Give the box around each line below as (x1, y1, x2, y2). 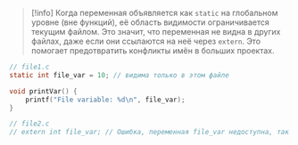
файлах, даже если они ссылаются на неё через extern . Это (30, 36, 261, 46)
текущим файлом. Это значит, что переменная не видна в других (30, 27, 281, 36)
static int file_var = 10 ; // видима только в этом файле (9, 70, 229, 79)
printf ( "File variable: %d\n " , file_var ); (25, 95, 186, 104)
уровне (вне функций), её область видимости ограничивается (30, 17, 269, 28)
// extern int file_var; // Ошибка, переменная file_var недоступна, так (9, 128, 290, 137)
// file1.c (9, 62, 50, 71)
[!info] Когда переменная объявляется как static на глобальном (30, 8, 278, 18)
